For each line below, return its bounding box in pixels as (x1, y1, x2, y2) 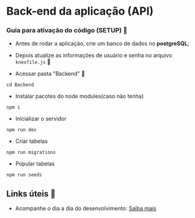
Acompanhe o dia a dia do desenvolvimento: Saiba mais (15, 205, 157, 212)
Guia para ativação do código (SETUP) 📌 (6, 26, 128, 35)
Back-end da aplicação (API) (6, 4, 154, 18)
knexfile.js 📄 (15, 58, 51, 65)
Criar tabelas (15, 137, 48, 145)
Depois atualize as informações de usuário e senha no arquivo (15, 52, 172, 59)
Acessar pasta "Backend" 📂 (15, 70, 86, 78)
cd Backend (6, 82, 34, 88)
